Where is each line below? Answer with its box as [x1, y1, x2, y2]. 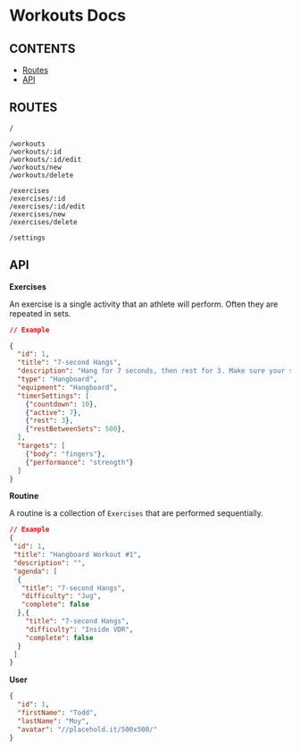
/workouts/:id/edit [9, 155, 82, 164]
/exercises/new [9, 209, 66, 219]
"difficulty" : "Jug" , [21, 592, 102, 601]
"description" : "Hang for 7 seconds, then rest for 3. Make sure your [17, 367, 286, 375]
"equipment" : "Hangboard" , [17, 383, 118, 392]
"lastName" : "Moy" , [17, 716, 90, 725]
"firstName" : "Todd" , [17, 708, 98, 717]
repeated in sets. [9, 308, 71, 318]
